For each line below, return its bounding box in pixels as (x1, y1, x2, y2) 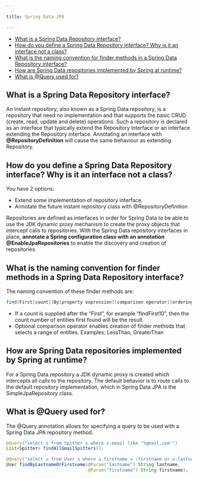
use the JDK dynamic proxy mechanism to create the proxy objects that (6, 221, 180, 228)
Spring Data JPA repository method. (6, 429, 94, 436)
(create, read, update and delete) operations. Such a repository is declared (6, 118, 187, 125)
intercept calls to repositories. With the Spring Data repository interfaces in (6, 227, 188, 234)
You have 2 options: (6, 185, 55, 193)
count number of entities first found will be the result (14, 316, 143, 323)
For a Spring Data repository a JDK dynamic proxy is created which (6, 370, 170, 378)
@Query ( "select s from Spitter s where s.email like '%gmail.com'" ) (6, 440, 178, 446)
